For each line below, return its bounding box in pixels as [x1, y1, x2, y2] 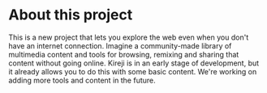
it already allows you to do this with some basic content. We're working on [8, 66, 257, 76]
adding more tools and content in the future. [8, 75, 156, 85]
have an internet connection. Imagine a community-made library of [8, 40, 232, 50]
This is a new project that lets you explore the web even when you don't [8, 32, 249, 42]
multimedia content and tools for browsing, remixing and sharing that [8, 49, 239, 59]
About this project [8, 6, 133, 24]
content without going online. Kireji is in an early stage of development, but [8, 58, 260, 68]
